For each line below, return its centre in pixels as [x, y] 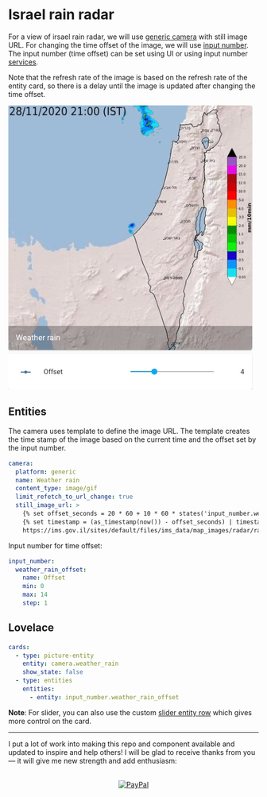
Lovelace [31, 628]
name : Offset [44, 578]
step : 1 [35, 603]
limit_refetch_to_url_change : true [74, 497]
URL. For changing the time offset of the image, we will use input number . [128, 44]
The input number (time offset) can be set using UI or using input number [128, 53]
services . [23, 62]
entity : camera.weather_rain [71, 664]
